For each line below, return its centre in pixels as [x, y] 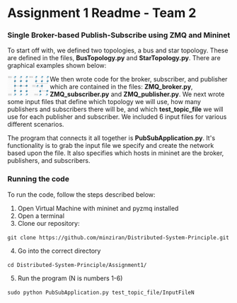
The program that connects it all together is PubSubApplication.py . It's [111, 138]
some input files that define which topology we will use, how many [104, 102]
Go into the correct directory [59, 251]
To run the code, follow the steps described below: [81, 194]
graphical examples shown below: [57, 66]
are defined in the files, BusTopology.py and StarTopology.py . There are [114, 58]
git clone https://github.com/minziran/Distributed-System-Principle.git [118, 238]
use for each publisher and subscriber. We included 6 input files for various [117, 117]
